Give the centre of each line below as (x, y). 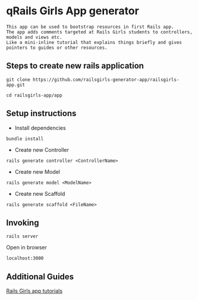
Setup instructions (41, 113)
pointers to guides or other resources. (57, 48)
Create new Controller (42, 149)
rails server (22, 236)
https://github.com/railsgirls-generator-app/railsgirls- (106, 79)
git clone (18, 79)
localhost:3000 (25, 258)
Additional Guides (40, 276)
